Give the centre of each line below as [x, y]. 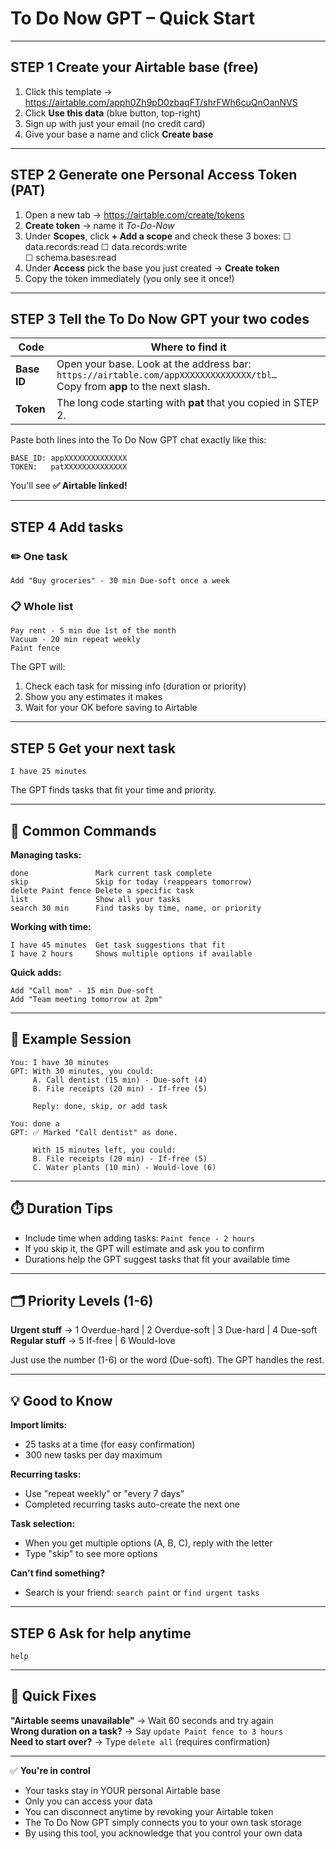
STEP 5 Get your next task [93, 748]
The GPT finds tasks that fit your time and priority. [113, 790]
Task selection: [43, 1524]
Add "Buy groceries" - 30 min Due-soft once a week [120, 581]
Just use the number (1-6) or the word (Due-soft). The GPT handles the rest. [167, 1360]
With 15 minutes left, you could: [104, 1150]
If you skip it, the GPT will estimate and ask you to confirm [144, 1248]
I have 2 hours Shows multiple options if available [131, 953]
